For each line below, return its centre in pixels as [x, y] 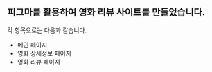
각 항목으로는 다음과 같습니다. [47, 30]
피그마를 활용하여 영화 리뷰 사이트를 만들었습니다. [106, 12]
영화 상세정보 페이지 [44, 53]
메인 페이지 [32, 45]
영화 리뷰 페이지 [38, 62]
